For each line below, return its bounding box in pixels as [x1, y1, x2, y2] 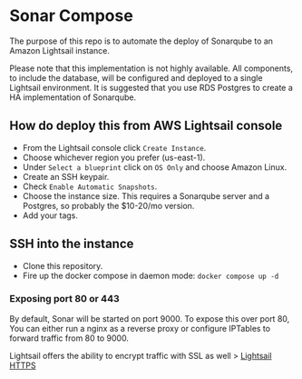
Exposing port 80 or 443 [9, 293, 120, 305]
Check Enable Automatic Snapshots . [22, 181, 158, 192]
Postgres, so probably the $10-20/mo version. [22, 200, 195, 211]
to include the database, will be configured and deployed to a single [9, 72, 263, 83]
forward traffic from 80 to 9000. [9, 333, 130, 344]
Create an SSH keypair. [22, 171, 110, 182]
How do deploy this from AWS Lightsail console [9, 118, 283, 134]
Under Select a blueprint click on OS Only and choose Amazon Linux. [22, 161, 287, 173]
